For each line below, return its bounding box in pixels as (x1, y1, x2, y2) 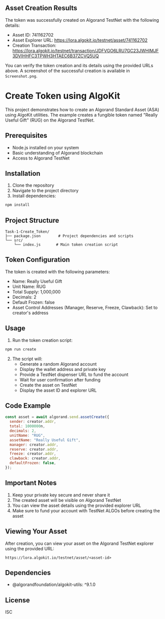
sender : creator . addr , (9, 419, 56, 424)
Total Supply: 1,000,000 (12, 289, 61, 294)
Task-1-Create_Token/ (5, 229, 50, 234)
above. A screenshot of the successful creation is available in (5, 68, 130, 74)
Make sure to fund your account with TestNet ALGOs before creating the (12, 507, 161, 513)
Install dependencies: (12, 193, 56, 199)
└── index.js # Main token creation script (14, 242, 119, 248)
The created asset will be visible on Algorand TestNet (12, 497, 122, 503)
